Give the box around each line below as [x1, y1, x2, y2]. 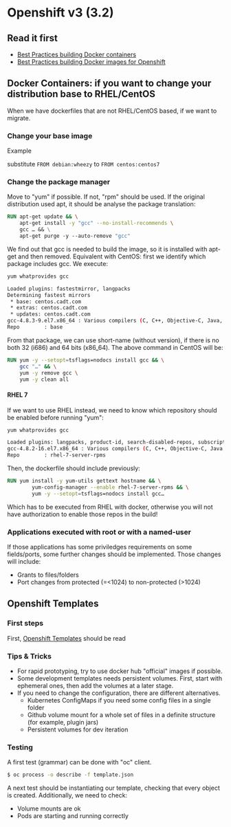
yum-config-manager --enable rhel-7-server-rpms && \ [32, 483, 189, 491]
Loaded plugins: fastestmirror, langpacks [7, 285, 131, 292]
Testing [7, 742, 33, 752]
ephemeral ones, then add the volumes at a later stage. [16, 682, 174, 690]
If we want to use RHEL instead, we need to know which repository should [7, 406, 218, 414]
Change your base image [7, 131, 93, 140]
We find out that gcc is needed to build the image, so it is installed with [7, 245, 208, 253]
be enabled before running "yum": [7, 413, 104, 421]
